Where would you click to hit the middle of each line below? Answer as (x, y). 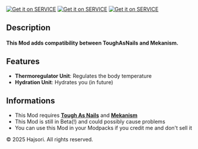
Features (23, 61)
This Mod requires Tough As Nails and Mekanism (76, 115)
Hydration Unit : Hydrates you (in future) (64, 82)
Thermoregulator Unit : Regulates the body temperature (83, 76)
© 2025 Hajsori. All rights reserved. (50, 139)
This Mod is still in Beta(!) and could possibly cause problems (90, 121)
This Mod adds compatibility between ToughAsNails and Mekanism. (92, 43)
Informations (31, 101)
